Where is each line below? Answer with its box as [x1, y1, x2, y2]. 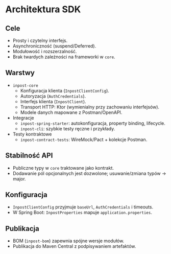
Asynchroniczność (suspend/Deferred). [12, 43, 96, 49]
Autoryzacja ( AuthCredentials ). [20, 93, 86, 99]
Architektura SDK [5, 4, 81, 15]
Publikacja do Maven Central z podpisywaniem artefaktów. [12, 243, 136, 249]
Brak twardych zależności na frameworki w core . [12, 54, 116, 60]
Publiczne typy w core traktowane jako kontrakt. [12, 165, 114, 171]
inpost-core [12, 83, 38, 88]
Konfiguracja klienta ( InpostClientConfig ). [20, 87, 110, 94]
